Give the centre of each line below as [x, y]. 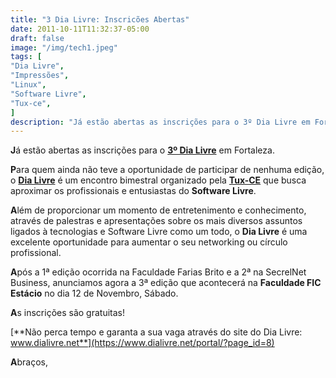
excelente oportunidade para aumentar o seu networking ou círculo [149, 242]
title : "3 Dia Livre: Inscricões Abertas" [100, 19]
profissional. [36, 253]
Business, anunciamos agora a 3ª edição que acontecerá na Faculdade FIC [166, 283]
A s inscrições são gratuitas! [67, 313]
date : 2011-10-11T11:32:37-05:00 [80, 29]
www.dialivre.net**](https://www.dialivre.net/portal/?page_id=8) [142, 343]
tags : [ [26, 57]
